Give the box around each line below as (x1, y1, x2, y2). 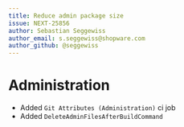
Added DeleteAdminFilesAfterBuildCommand (19, 112, 163, 121)
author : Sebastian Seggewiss (8, 27, 106, 35)
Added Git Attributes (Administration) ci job (19, 103, 176, 113)
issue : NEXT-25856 (8, 19, 70, 27)
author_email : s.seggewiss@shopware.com (8, 34, 146, 43)
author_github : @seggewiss (8, 42, 99, 50)
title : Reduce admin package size (8, 11, 125, 20)
